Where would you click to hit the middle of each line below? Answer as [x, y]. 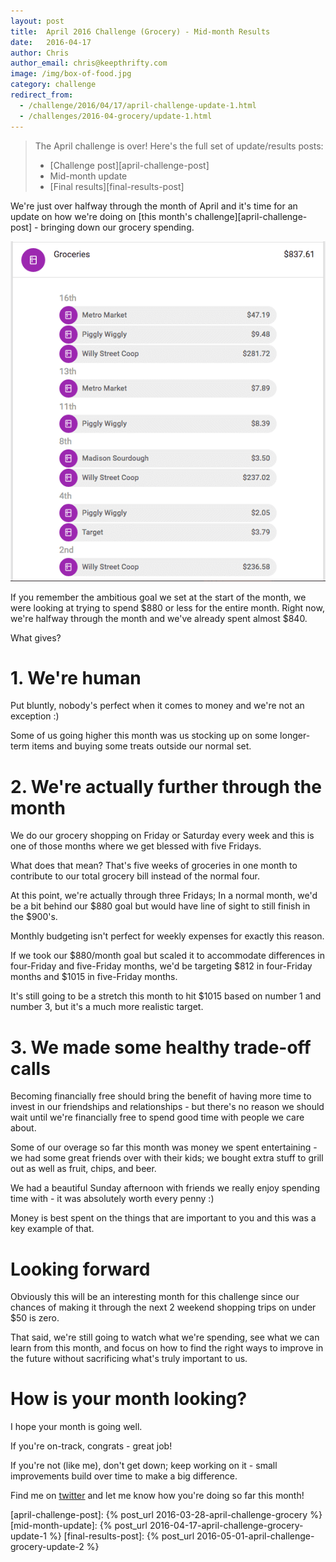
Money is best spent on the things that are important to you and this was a [163, 1218]
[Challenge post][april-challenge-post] [129, 165]
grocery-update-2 [47, 1547]
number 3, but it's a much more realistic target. [107, 1007]
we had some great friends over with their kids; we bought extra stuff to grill [167, 1158]
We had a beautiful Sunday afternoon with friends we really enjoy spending [165, 1188]
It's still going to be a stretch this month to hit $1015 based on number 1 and [166, 996]
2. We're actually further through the [166, 786]
